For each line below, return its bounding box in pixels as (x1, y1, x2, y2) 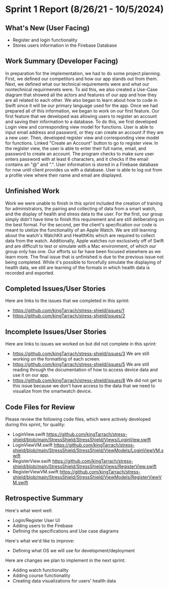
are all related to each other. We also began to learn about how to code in (5, 97, 158, 103)
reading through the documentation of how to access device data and (12, 367, 158, 373)
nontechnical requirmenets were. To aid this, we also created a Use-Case (5, 86, 158, 92)
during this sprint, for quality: (5, 422, 66, 428)
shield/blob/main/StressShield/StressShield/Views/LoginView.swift (12, 437, 151, 443)
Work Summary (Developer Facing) (5, 57, 119, 66)
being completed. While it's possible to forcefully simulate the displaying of (5, 259, 161, 265)
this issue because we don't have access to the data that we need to (12, 383, 155, 389)
